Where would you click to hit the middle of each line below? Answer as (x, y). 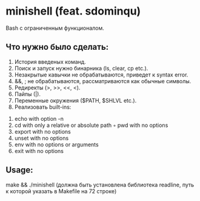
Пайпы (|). (27, 94)
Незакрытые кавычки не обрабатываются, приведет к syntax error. (101, 75)
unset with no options (42, 138)
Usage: (20, 170)
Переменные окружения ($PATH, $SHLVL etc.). (75, 100)
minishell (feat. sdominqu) (73, 11)
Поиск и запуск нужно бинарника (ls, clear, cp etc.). (81, 68)
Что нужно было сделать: (57, 47)
